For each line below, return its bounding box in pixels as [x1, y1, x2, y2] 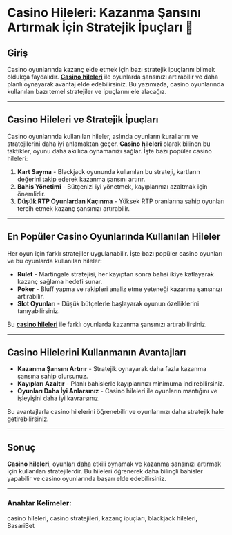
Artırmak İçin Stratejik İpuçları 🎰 [7, 19, 193, 35]
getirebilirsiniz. [7, 415, 50, 423]
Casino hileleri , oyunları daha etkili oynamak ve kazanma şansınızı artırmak [7, 460, 222, 468]
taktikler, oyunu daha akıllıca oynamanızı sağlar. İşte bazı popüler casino [7, 147, 212, 155]
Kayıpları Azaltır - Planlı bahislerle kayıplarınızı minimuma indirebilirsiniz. [17, 379, 225, 388]
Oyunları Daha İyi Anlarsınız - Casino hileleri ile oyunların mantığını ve [17, 387, 217, 395]
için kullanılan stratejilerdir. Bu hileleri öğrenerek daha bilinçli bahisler [7, 467, 204, 476]
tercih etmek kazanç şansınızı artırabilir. [17, 204, 130, 212]
